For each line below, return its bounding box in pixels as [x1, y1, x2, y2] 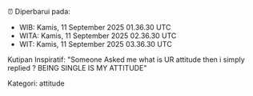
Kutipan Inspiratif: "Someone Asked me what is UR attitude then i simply [7, 55, 245, 64]
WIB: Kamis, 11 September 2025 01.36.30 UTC [18, 23, 171, 32]
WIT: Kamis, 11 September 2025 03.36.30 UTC [18, 40, 173, 48]
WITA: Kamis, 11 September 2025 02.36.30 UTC [18, 31, 177, 40]
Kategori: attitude [7, 79, 65, 88]
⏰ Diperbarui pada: [7, 7, 71, 16]
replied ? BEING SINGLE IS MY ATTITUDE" [7, 63, 147, 72]
